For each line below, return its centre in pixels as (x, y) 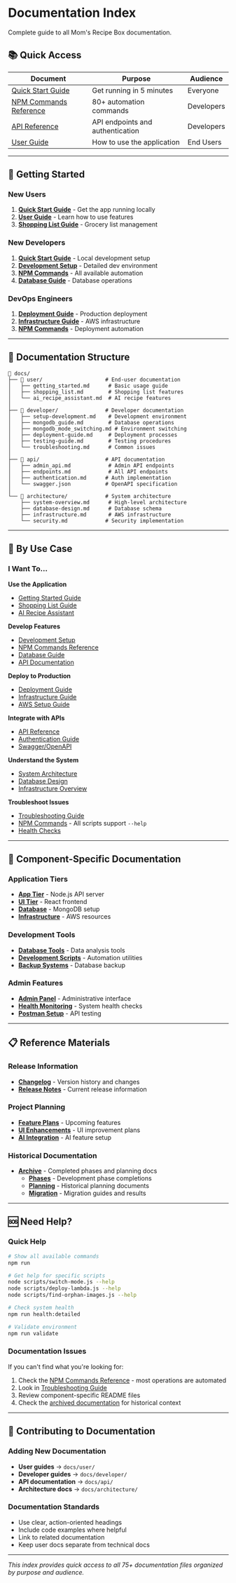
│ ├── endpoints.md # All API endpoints (88, 471)
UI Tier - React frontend (53, 902)
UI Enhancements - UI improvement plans (79, 1130)
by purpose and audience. (46, 1572)
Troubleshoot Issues (39, 802)
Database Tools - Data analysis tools (71, 950)
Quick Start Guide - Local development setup (84, 258)
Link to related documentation (61, 1537)
